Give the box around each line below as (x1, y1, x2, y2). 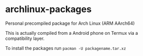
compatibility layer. (5, 35, 44, 41)
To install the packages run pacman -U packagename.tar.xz (5, 45, 126, 51)
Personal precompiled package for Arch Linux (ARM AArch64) (5, 20, 135, 26)
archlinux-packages (5, 4, 92, 15)
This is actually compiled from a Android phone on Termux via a (5, 30, 138, 36)
